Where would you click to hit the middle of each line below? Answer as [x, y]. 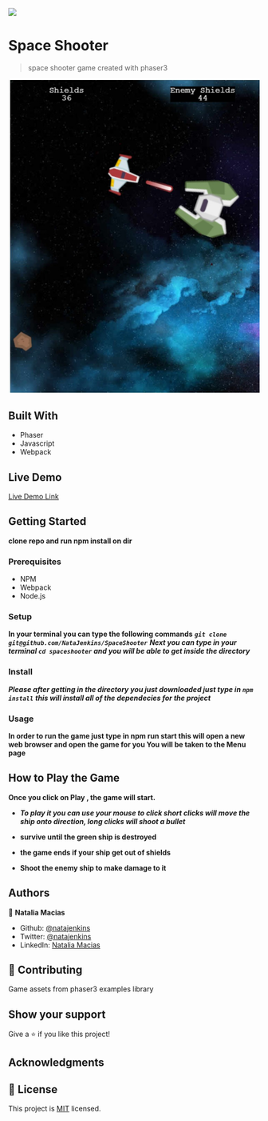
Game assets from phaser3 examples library [81, 989]
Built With [33, 416]
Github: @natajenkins [55, 927]
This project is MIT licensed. [55, 1109]
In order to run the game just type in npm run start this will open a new [127, 735]
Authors [29, 893]
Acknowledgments [57, 1062]
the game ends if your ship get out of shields [95, 852]
